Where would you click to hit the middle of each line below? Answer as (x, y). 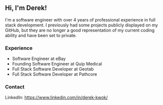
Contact (15, 87)
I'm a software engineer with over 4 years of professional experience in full (80, 20)
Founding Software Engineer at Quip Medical (57, 64)
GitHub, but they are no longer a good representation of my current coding (80, 30)
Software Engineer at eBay (39, 59)
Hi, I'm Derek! (26, 8)
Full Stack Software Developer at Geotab (53, 69)
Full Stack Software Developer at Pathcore (54, 74)
